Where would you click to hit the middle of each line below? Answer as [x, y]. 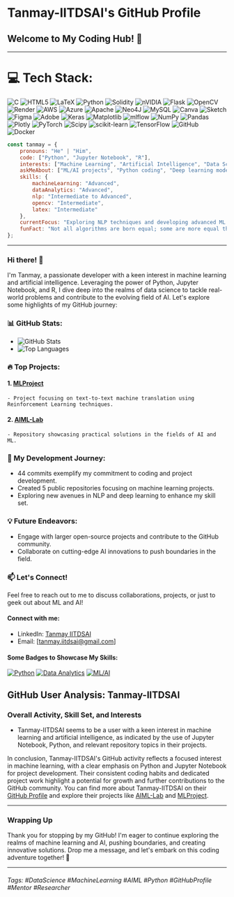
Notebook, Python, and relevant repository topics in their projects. [112, 745]
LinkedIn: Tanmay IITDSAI [54, 634]
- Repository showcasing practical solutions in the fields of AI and [112, 435]
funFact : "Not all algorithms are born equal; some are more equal [119, 229]
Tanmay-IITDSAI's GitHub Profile [104, 13]
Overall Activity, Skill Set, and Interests [75, 715]
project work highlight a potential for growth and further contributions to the [116, 780]
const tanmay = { [32, 145]
